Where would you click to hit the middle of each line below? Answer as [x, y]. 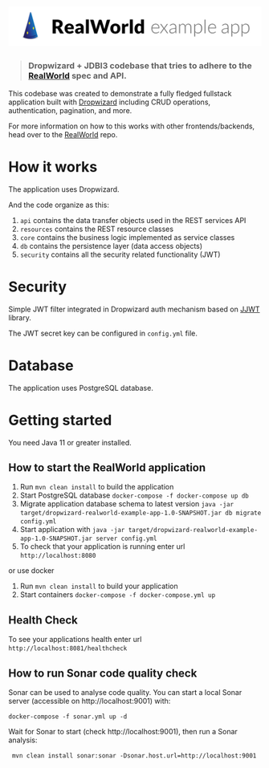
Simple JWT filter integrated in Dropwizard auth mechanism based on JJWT [134, 309]
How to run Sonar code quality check [103, 673]
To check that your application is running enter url [102, 547]
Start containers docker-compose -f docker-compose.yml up [118, 595]
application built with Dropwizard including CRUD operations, [110, 102]
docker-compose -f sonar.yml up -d [68, 717]
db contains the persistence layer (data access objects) [111, 246]
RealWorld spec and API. [77, 76]
